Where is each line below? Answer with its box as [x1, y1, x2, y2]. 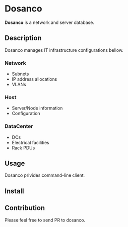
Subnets [11, 71, 29, 77]
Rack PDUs [11, 145, 35, 151]
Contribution [4, 204, 45, 212]
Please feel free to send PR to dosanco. [4, 217, 85, 223]
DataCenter [4, 123, 33, 130]
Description [4, 34, 42, 42]
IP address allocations [11, 76, 58, 82]
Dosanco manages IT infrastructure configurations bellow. [4, 47, 124, 53]
